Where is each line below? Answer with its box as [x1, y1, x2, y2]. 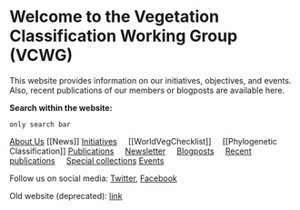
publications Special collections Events [9, 155, 165, 165]
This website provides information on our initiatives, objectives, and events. [9, 75, 292, 85]
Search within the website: [9, 102, 113, 113]
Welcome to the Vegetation [9, 6, 220, 27]
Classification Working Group [9, 25, 238, 46]
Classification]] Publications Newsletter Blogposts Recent [9, 145, 252, 156]
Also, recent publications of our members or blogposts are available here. [9, 85, 285, 95]
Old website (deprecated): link [9, 190, 123, 201]
